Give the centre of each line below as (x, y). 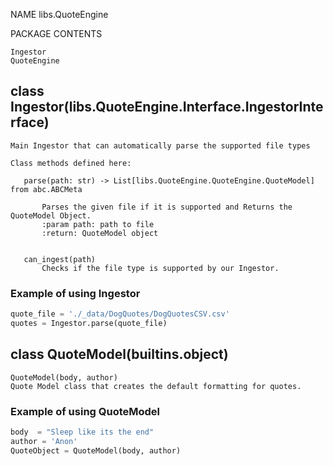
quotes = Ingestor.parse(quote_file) (89, 323)
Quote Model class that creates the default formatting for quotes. (156, 386)
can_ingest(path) (60, 259)
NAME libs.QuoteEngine (59, 14)
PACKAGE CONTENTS (56, 33)
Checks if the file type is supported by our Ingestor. (160, 268)
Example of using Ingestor (75, 293)
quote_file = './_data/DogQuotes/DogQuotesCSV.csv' (120, 314)
